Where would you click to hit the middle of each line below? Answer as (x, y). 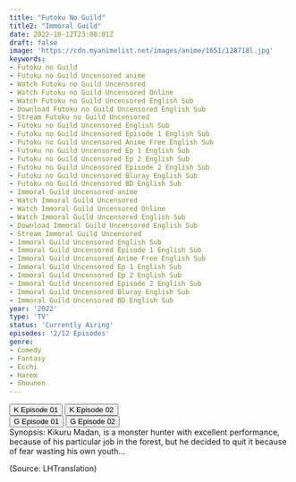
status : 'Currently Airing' (62, 326)
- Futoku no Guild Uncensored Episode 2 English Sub (110, 167)
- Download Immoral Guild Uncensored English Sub (104, 225)
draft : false (34, 42)
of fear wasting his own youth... (68, 452)
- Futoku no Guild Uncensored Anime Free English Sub (112, 142)
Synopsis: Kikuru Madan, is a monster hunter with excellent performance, (144, 432)
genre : (21, 342)
